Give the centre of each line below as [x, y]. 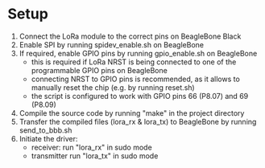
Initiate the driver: [48, 138]
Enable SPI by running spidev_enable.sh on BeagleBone [112, 44]
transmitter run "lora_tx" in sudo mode [95, 156]
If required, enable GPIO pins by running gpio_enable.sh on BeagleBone [138, 53]
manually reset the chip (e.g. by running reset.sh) [113, 87]
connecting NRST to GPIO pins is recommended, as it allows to [136, 79]
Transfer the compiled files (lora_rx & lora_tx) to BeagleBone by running [138, 121]
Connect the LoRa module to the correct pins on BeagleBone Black [130, 36]
